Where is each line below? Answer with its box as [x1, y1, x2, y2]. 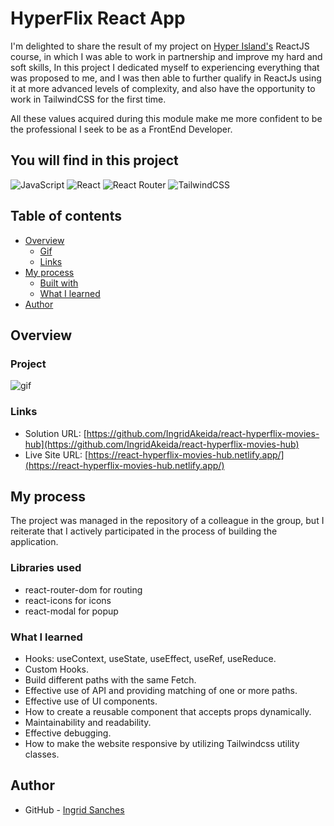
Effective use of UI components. [24, 695, 158, 707]
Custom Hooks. [24, 663, 90, 675]
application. [10, 536, 59, 548]
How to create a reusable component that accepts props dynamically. [24, 705, 312, 717]
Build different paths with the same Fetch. [24, 673, 197, 686]
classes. [24, 748, 60, 760]
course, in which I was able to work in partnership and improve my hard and [10, 50, 323, 62]
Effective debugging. [24, 727, 112, 739]
